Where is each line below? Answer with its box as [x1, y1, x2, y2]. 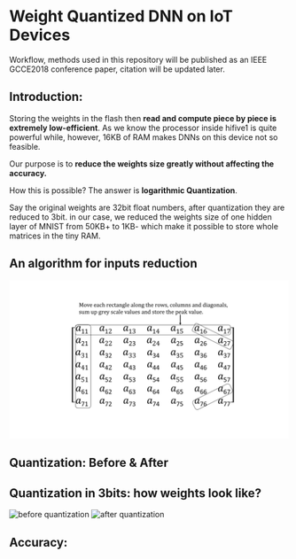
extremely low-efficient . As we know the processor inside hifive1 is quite [9, 122, 277, 133]
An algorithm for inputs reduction [9, 256, 198, 271]
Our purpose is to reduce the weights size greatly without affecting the [9, 158, 275, 169]
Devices [9, 25, 71, 45]
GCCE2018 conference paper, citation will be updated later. [9, 64, 226, 74]
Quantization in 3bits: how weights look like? [9, 485, 261, 501]
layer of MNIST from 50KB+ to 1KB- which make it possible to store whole [9, 221, 279, 231]
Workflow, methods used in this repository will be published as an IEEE [9, 54, 268, 65]
